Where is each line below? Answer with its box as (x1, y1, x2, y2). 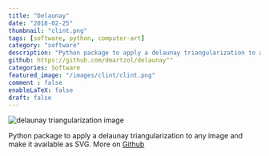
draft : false (8, 94, 52, 102)
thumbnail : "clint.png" (8, 26, 88, 34)
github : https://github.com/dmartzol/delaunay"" (8, 57, 174, 65)
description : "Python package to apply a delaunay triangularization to (8, 49, 256, 57)
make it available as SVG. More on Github (8, 139, 145, 149)
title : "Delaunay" (8, 11, 70, 20)
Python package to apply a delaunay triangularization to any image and (8, 131, 243, 141)
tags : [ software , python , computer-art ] (8, 34, 146, 42)
